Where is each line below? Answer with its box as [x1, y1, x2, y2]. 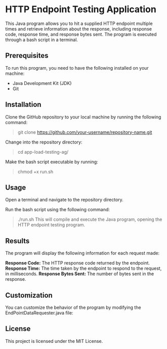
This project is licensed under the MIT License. [5, 338, 103, 344]
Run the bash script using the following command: [5, 207, 110, 213]
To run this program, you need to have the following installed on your [5, 65, 149, 71]
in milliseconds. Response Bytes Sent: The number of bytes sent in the [5, 271, 154, 277]
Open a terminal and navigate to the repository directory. [5, 197, 124, 203]
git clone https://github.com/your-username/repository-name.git [17, 129, 152, 135]
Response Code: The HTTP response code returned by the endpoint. [5, 260, 150, 266]
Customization [5, 291, 53, 300]
